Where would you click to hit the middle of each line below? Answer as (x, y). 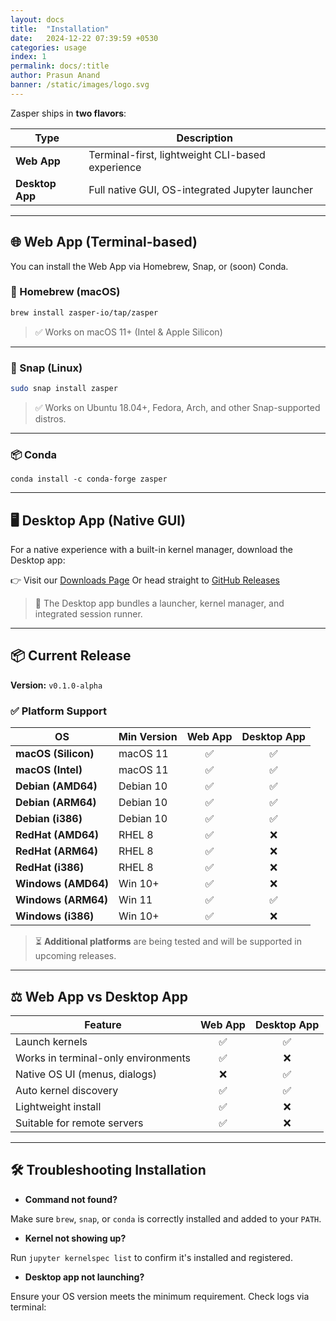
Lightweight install (58, 1106)
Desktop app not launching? (84, 1277)
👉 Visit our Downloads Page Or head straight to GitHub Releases (145, 580)
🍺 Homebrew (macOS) (65, 292)
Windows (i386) (55, 916)
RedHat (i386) (50, 868)
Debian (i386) (49, 819)
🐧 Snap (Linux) (46, 368)
